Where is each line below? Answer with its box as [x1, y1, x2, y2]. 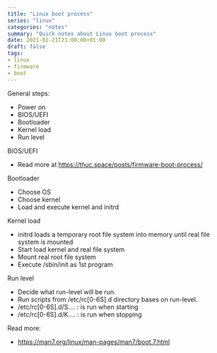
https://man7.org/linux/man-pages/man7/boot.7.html [17, 337, 170, 346]
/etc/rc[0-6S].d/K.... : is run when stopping [17, 310, 142, 318]
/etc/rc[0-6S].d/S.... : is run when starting [17, 302, 139, 311]
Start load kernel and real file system [17, 245, 125, 253]
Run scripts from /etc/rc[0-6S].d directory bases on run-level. [17, 295, 198, 303]
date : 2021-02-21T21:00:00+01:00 [7, 37, 106, 44]
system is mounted [17, 238, 74, 246]
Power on [17, 103, 46, 111]
